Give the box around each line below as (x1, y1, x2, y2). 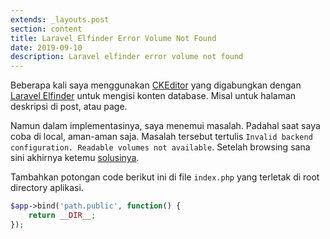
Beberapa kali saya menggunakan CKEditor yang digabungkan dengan (10, 79, 302, 91)
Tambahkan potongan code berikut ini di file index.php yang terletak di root (10, 171, 320, 183)
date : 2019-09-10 (10, 42, 83, 53)
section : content (10, 24, 83, 34)
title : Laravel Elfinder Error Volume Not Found (10, 33, 217, 43)
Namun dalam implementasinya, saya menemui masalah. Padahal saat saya (10, 120, 321, 132)
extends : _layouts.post (10, 14, 110, 25)
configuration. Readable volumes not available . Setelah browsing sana (10, 141, 311, 153)
